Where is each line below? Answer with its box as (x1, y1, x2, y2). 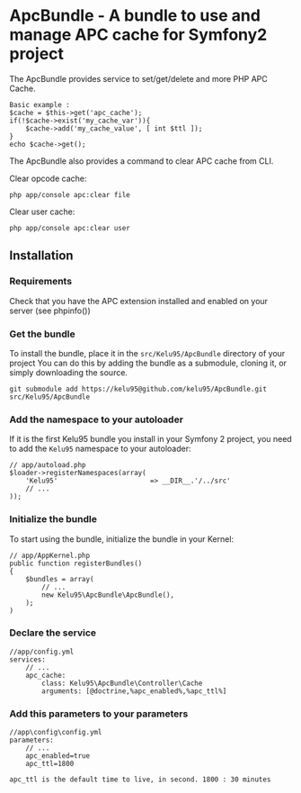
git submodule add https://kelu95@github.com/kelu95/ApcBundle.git (9, 384, 268, 393)
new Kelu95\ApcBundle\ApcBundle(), (41, 590, 175, 599)
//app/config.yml (9, 647, 75, 656)
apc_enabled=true (25, 752, 91, 761)
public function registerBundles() (9, 559, 143, 568)
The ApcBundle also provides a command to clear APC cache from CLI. (9, 155, 274, 167)
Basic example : (9, 100, 70, 109)
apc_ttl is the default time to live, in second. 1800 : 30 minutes (9, 775, 271, 784)
